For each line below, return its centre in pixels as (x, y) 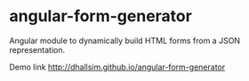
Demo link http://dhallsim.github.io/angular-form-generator (117, 67)
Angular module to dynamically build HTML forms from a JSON (125, 40)
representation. (37, 49)
